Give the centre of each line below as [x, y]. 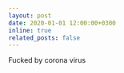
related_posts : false [44, 38]
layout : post [30, 15]
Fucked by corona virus [47, 60]
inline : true [30, 30]
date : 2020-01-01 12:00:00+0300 [62, 23]
